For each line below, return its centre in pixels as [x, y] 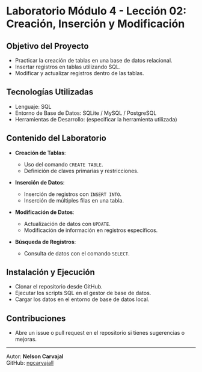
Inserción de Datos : [40, 182]
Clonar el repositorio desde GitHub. [59, 287]
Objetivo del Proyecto [47, 46]
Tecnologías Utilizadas [50, 92]
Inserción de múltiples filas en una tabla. [74, 200]
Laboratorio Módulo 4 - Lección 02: [96, 11]
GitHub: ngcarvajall [30, 363]
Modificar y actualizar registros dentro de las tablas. [79, 73]
